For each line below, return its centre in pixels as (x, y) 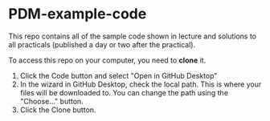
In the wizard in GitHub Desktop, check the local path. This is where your (141, 84)
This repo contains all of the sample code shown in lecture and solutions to (133, 36)
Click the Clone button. (58, 110)
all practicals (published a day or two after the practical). (102, 44)
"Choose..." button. (52, 101)
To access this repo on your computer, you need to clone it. (107, 60)
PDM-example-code (78, 14)
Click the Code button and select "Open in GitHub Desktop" (119, 75)
